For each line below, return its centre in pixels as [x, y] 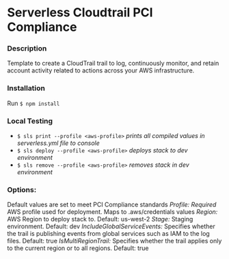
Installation [26, 88]
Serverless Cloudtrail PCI [80, 13]
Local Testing [30, 121]
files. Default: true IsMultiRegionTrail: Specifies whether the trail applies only [114, 241]
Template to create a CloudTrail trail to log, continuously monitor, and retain [113, 64]
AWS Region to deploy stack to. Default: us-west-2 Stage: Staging [100, 219]
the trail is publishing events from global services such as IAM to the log [108, 234]
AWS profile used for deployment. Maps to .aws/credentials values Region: [112, 212]
